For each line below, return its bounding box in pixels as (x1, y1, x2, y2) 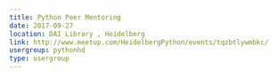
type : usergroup (9, 54, 69, 63)
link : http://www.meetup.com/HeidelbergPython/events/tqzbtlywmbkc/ (9, 37, 269, 47)
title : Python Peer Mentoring (9, 12, 122, 22)
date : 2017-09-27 (9, 21, 74, 30)
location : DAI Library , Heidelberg (9, 29, 145, 38)
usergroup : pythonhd (9, 46, 86, 55)
